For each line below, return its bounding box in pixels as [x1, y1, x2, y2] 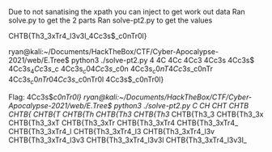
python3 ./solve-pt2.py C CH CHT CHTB [113, 100, 249, 110]
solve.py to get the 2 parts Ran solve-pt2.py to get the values [8, 15, 213, 25]
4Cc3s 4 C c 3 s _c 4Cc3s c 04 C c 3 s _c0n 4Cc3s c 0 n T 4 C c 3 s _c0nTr [8, 64, 213, 75]
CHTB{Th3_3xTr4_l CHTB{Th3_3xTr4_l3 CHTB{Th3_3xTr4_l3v [8, 126, 215, 136]
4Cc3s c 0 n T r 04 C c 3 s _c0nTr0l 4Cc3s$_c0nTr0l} [8, 74, 164, 86]
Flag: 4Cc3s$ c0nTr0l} [8, 92, 83, 102]
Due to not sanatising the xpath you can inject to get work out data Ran [8, 7, 245, 16]
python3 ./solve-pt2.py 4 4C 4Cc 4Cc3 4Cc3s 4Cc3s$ [71, 56, 255, 65]
